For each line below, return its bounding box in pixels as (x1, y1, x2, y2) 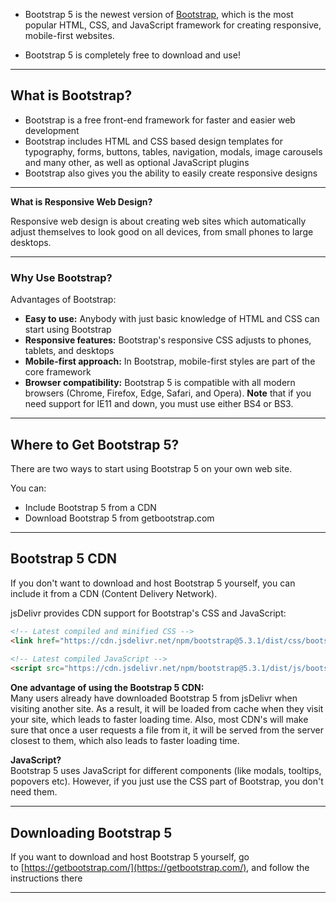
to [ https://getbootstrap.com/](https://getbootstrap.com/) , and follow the (10, 861, 310, 873)
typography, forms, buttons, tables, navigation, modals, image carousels (24, 145, 323, 158)
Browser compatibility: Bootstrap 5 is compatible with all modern (24, 377, 296, 389)
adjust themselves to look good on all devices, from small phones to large (10, 225, 314, 238)
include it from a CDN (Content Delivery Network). (10, 587, 218, 599)
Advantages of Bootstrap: (10, 294, 117, 306)
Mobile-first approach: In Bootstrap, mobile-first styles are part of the (24, 355, 316, 368)
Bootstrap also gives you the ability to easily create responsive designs (24, 167, 318, 179)
